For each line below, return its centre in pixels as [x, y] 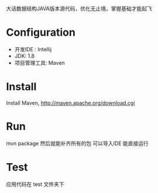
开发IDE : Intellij [33, 49]
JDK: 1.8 [25, 56]
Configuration [41, 32]
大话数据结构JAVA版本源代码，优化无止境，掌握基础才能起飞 [79, 8]
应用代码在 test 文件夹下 [35, 184]
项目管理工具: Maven [40, 62]
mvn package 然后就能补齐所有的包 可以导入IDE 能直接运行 [78, 143]
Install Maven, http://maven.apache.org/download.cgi [71, 103]
